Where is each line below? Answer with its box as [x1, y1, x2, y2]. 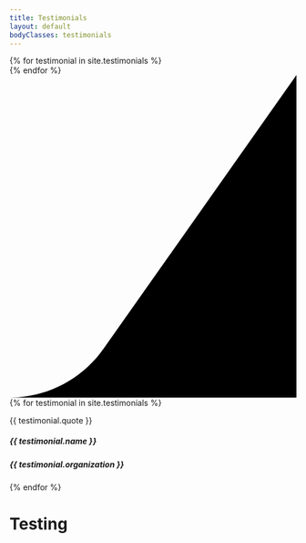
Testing [9, 514, 68, 535]
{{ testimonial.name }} [9, 435, 97, 447]
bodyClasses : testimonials [9, 30, 112, 39]
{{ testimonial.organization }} [9, 458, 125, 470]
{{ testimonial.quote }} [9, 414, 93, 425]
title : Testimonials [9, 13, 88, 23]
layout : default [9, 22, 71, 31]
